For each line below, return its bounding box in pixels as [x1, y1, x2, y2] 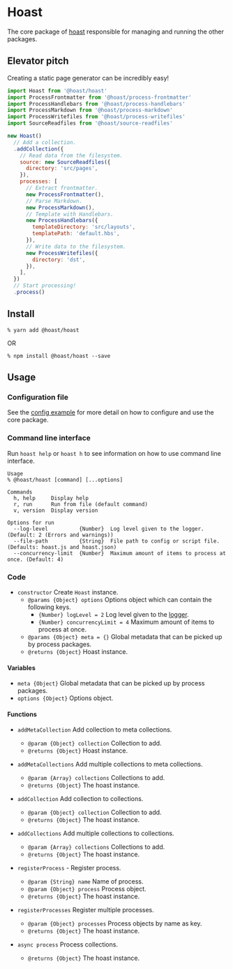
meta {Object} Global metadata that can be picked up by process [17, 679, 205, 688]
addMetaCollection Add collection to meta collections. [17, 725, 172, 734]
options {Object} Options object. [17, 694, 114, 702]
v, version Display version [13, 507, 98, 514]
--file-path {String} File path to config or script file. [13, 537, 220, 545]
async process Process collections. [17, 940, 119, 949]
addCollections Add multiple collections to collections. [17, 829, 174, 837]
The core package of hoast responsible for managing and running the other [7, 27, 225, 36]
